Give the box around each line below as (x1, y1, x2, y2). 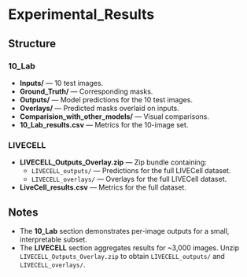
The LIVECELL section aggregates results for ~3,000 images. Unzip (19, 242, 240, 253)
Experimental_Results (8, 6, 155, 24)
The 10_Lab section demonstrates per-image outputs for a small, (19, 226, 230, 235)
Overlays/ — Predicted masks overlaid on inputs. (19, 103, 179, 113)
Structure (8, 37, 57, 50)
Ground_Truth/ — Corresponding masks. (19, 87, 153, 96)
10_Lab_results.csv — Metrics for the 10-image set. (19, 120, 189, 129)
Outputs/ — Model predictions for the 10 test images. (19, 94, 193, 104)
